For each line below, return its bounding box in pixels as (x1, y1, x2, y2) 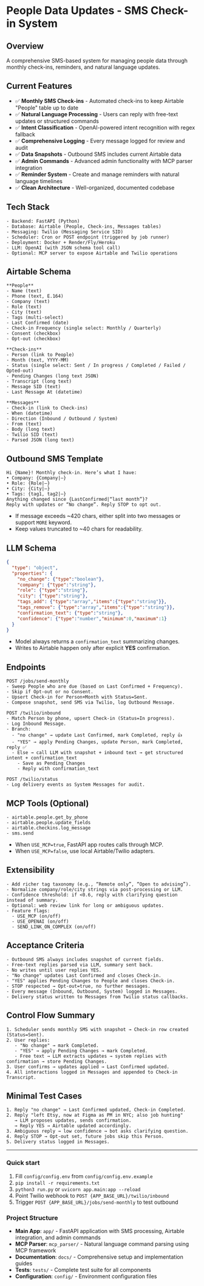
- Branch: (6, 726, 32, 732)
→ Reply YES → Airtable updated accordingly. (14, 1123, 132, 1129)
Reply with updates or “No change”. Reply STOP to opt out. (6, 501, 162, 508)
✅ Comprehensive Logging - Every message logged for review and (15, 137, 185, 144)
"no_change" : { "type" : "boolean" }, (17, 576, 104, 582)
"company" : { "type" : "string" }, (17, 582, 97, 588)
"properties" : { (12, 570, 53, 576)
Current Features (6, 81, 73, 91)
